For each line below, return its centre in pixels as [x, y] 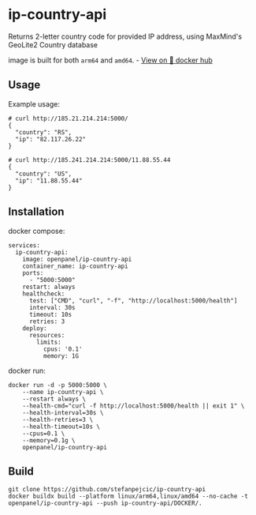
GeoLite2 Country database [53, 44]
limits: [49, 342]
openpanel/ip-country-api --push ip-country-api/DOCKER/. [105, 503]
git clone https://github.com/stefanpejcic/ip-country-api [107, 490]
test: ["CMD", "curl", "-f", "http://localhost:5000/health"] [133, 301]
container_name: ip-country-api [75, 266]
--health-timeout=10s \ [61, 427]
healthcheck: [44, 294]
